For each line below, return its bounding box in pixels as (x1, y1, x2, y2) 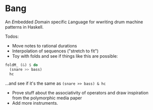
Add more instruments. (12, 100, 58, 106)
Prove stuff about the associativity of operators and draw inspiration (12, 90, 149, 95)
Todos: (5, 33, 19, 39)
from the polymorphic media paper (12, 95, 82, 101)
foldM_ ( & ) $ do (5, 63, 38, 67)
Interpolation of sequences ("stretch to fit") (12, 48, 99, 54)
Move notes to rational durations (12, 43, 77, 48)
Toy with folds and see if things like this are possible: (12, 53, 118, 59)
